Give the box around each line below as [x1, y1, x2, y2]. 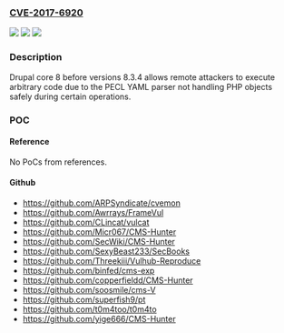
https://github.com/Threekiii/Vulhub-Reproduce [22, 255, 201, 266]
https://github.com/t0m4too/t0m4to [22, 303, 157, 315]
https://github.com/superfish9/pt [22, 294, 146, 305]
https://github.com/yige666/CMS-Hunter [22, 313, 176, 324]
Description [9, 51, 63, 64]
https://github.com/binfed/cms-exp [22, 265, 155, 276]
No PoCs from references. [9, 156, 107, 167]
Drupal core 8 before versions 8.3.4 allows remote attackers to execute [9, 71, 275, 83]
